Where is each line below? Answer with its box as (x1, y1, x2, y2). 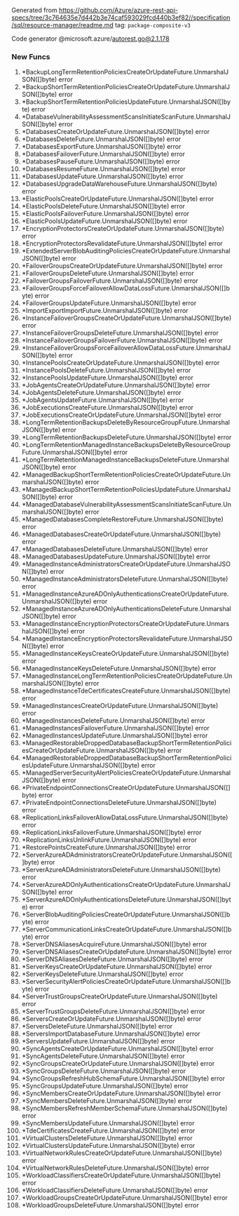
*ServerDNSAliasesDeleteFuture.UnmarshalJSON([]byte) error (21, 955, 204, 963)
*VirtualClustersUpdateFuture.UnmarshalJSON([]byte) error (21, 1142, 196, 1150)
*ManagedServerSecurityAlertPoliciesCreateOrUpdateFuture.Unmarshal (21, 768, 231, 777)
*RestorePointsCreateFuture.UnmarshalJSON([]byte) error (21, 843, 191, 852)
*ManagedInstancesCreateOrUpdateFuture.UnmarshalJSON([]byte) (21, 702, 219, 710)
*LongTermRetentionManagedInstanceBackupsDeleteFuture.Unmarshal (21, 455, 230, 464)
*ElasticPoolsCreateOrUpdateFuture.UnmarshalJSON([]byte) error (21, 194, 214, 203)
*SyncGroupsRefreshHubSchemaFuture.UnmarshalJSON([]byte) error (21, 1074, 225, 1083)
